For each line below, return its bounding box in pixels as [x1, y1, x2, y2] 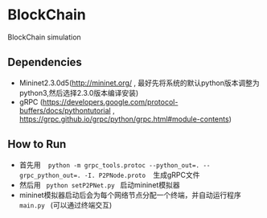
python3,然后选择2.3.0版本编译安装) [18, 88, 139, 97]
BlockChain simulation [7, 32, 81, 42]
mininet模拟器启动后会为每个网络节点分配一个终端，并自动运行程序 [18, 190, 242, 199]
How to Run [7, 138, 67, 151]
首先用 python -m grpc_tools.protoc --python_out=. [18, 159, 200, 170]
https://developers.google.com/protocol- [42, 97, 179, 106]
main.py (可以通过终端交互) [18, 199, 113, 210]
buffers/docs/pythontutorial [18, 105, 111, 115]
